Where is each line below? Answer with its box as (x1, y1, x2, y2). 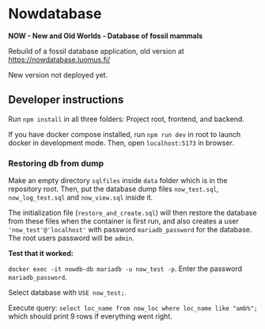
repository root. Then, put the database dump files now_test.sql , (8, 184, 219, 194)
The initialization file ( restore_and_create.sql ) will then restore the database (8, 208, 257, 218)
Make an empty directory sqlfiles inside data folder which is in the (8, 176, 228, 186)
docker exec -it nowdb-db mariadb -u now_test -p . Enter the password (8, 264, 243, 274)
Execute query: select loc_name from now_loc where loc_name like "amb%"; (8, 303, 258, 313)
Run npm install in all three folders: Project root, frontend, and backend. (8, 114, 245, 124)
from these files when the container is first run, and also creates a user (8, 216, 239, 226)
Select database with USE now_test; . (8, 288, 127, 297)
